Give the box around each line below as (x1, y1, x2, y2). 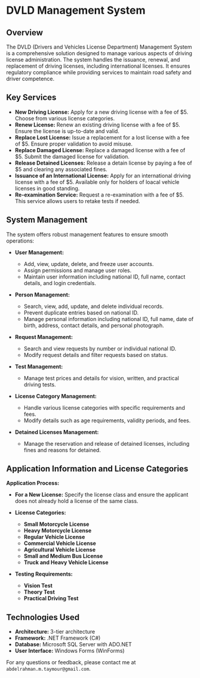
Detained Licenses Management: (14, 428, 99, 435)
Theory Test (23, 588, 55, 596)
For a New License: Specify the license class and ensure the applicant (14, 491, 189, 498)
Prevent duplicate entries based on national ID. (23, 309, 139, 316)
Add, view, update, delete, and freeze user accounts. (23, 260, 154, 267)
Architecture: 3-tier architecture (14, 628, 96, 635)
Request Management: (14, 333, 73, 340)
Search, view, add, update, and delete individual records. (23, 302, 164, 310)
